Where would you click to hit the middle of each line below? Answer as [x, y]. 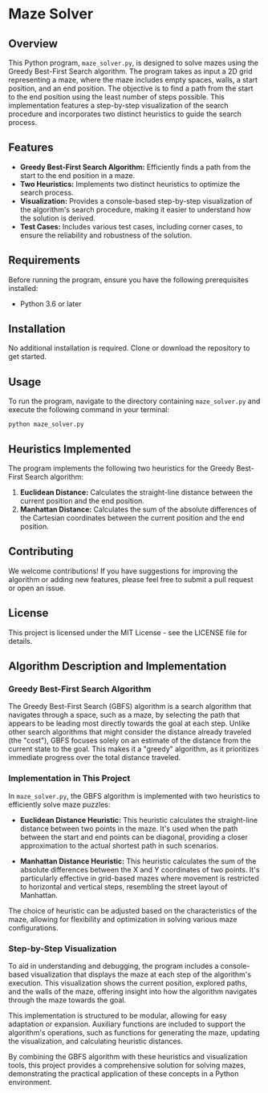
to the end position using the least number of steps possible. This [116, 97]
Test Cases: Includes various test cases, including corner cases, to [131, 226]
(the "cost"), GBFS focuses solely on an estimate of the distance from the [130, 741]
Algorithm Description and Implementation [118, 666]
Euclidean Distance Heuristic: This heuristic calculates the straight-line [139, 820]
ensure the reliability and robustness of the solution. [106, 235]
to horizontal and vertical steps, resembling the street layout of [124, 886]
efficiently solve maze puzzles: [59, 804]
